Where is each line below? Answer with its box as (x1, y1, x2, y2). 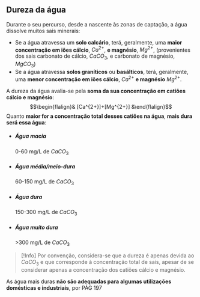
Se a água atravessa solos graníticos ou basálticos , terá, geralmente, (14, 69, 189, 76)
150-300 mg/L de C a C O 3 (14, 209, 77, 217)
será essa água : (6, 118, 47, 126)
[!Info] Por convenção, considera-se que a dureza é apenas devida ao (20, 252, 195, 259)
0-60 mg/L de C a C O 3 (14, 147, 69, 156)
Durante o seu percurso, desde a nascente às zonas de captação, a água (6, 20, 187, 28)
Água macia (14, 132, 47, 140)
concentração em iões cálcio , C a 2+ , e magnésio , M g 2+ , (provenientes (14, 45, 191, 54)
